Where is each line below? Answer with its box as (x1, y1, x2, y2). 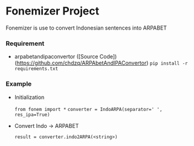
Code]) (99, 53, 117, 60)
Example (5, 80, 32, 88)
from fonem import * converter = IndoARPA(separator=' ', (14, 106, 163, 112)
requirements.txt (14, 66, 59, 72)
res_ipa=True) (14, 112, 50, 118)
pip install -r (149, 60, 188, 67)
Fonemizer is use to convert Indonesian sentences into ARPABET (5, 24, 167, 31)
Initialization (14, 94, 45, 101)
